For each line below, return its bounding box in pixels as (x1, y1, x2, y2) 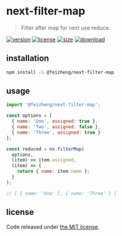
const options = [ (6, 113, 52, 119)
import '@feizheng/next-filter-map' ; (6, 102, 101, 108)
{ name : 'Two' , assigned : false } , (11, 124, 101, 130)
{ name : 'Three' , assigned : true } (11, 129, 101, 135)
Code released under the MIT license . (6, 223, 100, 230)
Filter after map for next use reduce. (20, 24, 111, 31)
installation (6, 53, 49, 64)
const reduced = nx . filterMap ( (6, 146, 85, 152)
